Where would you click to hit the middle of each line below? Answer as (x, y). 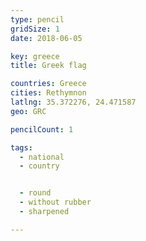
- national (42, 157)
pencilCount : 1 (42, 129)
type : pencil (37, 19)
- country (39, 166)
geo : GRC (28, 111)
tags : (21, 147)
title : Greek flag (48, 66)
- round (35, 193)
